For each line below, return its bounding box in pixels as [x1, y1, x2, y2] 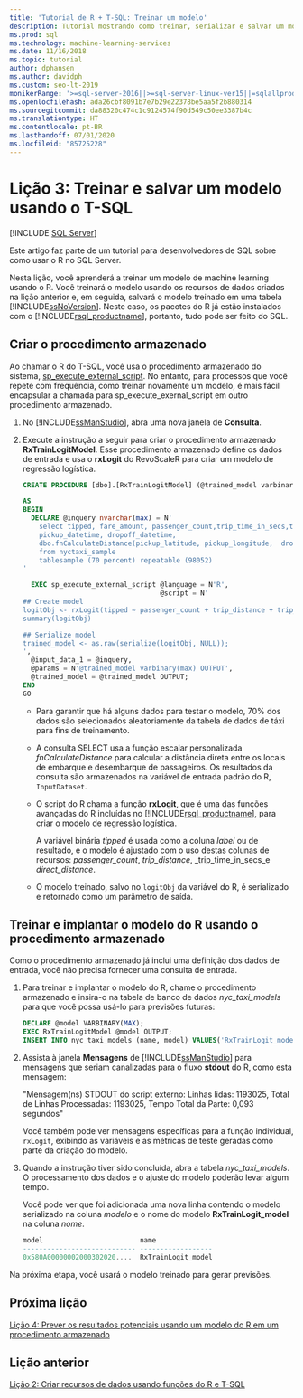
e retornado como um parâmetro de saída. [35, 891, 194, 902]
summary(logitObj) [22, 614, 92, 623]
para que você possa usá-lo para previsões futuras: [22, 1001, 216, 1013]
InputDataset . [35, 780, 87, 791]
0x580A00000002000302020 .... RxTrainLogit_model [22, 1252, 214, 1261]
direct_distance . [35, 864, 96, 874]
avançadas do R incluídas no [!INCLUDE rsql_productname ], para [35, 808, 277, 818]
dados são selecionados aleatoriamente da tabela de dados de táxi [35, 715, 285, 726]
